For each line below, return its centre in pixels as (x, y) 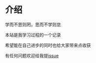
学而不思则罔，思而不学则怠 (33, 24)
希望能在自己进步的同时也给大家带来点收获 (48, 45)
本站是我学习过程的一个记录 (33, 35)
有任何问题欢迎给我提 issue (32, 55)
